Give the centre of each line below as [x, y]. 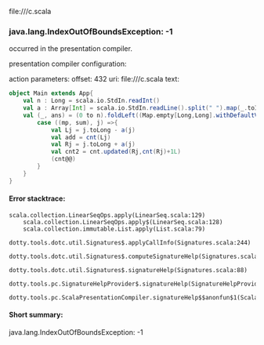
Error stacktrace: [37, 198]
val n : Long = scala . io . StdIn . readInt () [91, 101]
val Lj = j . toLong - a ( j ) [93, 130]
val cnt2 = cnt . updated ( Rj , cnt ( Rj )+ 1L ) [116, 152]
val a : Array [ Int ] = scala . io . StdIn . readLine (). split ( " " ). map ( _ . [136, 108]
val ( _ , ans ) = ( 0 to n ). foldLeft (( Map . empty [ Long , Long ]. [119, 115]
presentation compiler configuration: [68, 64]
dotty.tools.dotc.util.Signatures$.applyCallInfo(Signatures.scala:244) [130, 242]
